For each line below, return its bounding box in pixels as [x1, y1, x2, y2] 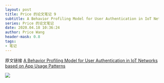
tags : [5, 39, 16, 44]
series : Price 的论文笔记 [5, 21, 54, 26]
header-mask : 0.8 [5, 35, 41, 40]
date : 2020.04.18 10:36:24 [5, 25, 60, 30]
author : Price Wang [5, 30, 45, 35]
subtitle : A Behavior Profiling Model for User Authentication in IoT [5, 16, 152, 21]
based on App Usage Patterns [5, 63, 66, 69]
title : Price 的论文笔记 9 [5, 12, 56, 17]
